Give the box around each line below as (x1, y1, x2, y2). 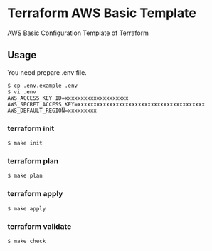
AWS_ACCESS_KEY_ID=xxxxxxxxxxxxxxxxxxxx (7, 94, 129, 101)
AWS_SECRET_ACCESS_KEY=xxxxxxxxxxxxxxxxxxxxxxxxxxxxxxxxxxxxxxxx (7, 101, 205, 108)
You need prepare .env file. (7, 68, 87, 76)
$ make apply (7, 205, 46, 212)
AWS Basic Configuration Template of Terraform (7, 29, 149, 37)
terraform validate (7, 221, 72, 231)
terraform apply (7, 189, 63, 199)
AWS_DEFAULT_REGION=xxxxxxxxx (7, 107, 97, 114)
